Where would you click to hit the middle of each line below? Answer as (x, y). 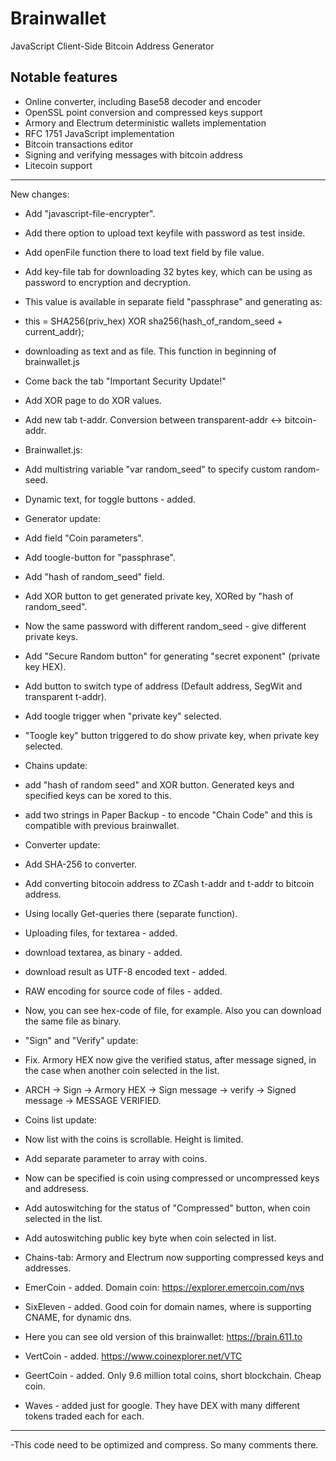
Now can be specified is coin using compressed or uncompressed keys (172, 1178)
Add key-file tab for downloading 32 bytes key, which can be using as (168, 271)
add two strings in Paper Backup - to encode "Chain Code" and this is (168, 814)
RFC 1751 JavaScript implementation (99, 133)
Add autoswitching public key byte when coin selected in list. (150, 1238)
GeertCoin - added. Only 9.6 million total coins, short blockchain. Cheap (173, 1375)
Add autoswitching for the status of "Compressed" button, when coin (167, 1208)
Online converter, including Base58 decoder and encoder (143, 101)
